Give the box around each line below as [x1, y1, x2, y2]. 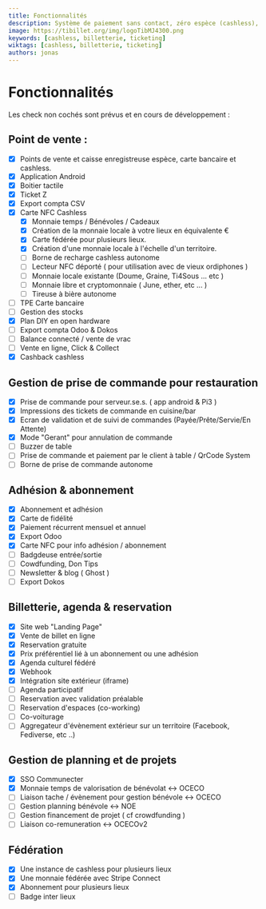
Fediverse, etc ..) [19, 730, 76, 740]
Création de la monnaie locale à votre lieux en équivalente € [31, 225, 229, 236]
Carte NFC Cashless [19, 208, 87, 217]
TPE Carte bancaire [19, 297, 85, 308]
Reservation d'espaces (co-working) [19, 703, 141, 712]
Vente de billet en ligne [19, 631, 96, 640]
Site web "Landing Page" [19, 621, 102, 632]
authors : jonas [8, 49, 59, 57]
